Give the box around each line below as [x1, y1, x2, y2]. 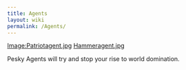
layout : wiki [7, 16, 45, 23]
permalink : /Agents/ [7, 23, 67, 30]
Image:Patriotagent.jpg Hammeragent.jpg [7, 42, 125, 50]
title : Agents [7, 10, 48, 17]
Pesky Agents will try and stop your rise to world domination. [7, 55, 180, 63]
